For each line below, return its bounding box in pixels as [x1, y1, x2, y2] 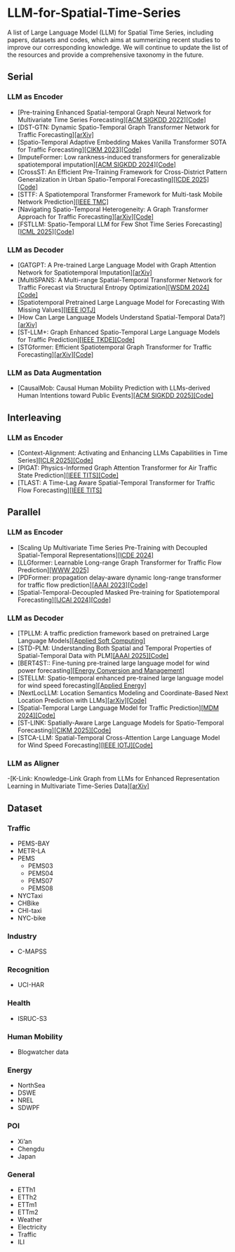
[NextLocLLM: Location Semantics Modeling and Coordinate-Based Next [17, 688, 229, 697]
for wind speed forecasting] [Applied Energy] [17, 681, 147, 690]
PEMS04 [27, 869, 54, 877]
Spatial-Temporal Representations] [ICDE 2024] [17, 551, 154, 559]
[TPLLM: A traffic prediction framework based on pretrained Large [17, 628, 209, 637]
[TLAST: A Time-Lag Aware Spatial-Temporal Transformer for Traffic [17, 478, 215, 487]
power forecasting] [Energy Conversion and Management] [17, 666, 184, 675]
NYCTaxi [17, 891, 43, 900]
